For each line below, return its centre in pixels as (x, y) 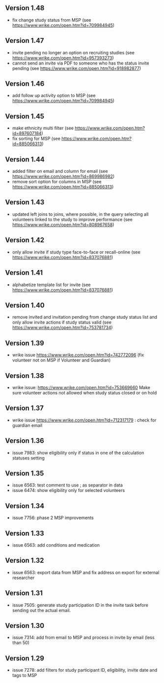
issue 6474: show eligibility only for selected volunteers (68, 490)
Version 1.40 (25, 305)
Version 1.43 (25, 202)
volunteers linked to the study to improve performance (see (72, 219)
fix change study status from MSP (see (52, 20)
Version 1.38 (25, 375)
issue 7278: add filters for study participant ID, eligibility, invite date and (85, 670)
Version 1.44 (25, 159)
